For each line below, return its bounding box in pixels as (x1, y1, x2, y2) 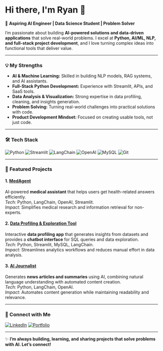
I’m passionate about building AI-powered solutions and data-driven (5, 30, 144, 35)
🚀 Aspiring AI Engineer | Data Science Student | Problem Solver (5, 20, 135, 26)
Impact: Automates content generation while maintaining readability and (5, 289, 149, 295)
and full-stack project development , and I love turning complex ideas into (5, 40, 154, 46)
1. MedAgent (5, 178, 31, 184)
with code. (12, 109, 33, 115)
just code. (12, 119, 33, 125)
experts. (5, 209, 22, 215)
